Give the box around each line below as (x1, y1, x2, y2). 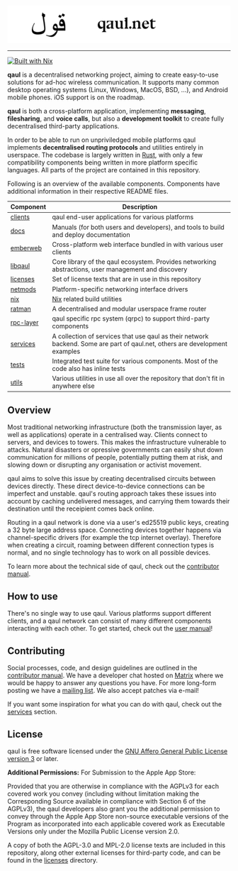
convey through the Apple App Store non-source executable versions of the (7, 811, 229, 821)
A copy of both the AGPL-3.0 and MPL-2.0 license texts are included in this (7, 841, 226, 849)
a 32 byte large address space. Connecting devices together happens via (7, 526, 222, 534)
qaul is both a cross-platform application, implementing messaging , (7, 106, 207, 115)
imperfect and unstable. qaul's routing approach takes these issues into (7, 489, 217, 498)
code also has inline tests (52, 364, 126, 372)
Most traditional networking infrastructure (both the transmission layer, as (7, 423, 222, 431)
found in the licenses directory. (7, 855, 98, 864)
